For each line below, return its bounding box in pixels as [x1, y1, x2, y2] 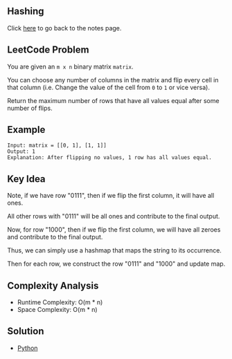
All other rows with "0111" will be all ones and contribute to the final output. [7, 212, 220, 221]
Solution [7, 325, 44, 338]
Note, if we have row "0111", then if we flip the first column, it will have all [7, 192, 215, 200]
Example [7, 124, 46, 136]
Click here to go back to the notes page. [7, 24, 122, 32]
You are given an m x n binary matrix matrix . [7, 62, 134, 71]
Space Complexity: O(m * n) [17, 306, 98, 314]
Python [17, 344, 38, 352]
